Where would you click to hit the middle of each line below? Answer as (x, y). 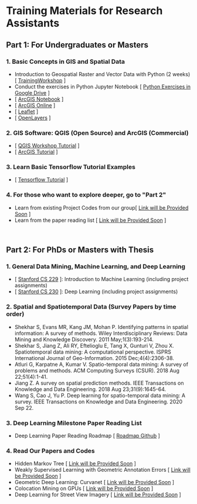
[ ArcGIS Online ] (35, 105)
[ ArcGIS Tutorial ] (36, 152)
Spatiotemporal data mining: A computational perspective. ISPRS (93, 352)
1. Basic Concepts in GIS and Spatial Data (65, 61)
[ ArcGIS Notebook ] (39, 99)
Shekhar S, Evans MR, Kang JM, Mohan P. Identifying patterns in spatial (101, 327)
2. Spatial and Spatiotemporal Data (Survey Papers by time (91, 307)
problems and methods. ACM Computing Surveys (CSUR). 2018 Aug (97, 371)
